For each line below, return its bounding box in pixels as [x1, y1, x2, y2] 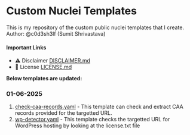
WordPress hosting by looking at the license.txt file [14, 122, 140, 129]
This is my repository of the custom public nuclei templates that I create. [6, 24, 184, 31]
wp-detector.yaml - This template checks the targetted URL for [14, 116, 170, 123]
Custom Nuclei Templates [6, 4, 137, 18]
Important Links [6, 43, 47, 51]
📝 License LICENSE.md [14, 64, 72, 71]
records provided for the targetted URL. [14, 109, 112, 117]
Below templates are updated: [6, 75, 82, 82]
